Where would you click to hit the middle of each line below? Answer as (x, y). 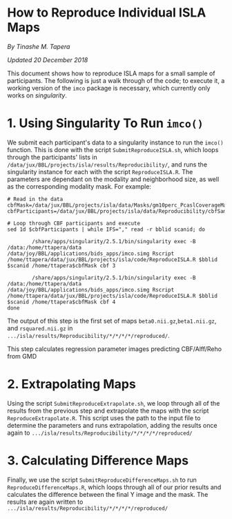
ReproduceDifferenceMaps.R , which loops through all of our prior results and (114, 487)
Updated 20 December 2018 (48, 59)
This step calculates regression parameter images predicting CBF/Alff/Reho (115, 349)
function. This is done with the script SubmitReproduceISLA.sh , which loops (113, 149)
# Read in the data (35, 199)
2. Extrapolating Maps (71, 384)
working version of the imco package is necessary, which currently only (109, 88)
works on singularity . (37, 95)
